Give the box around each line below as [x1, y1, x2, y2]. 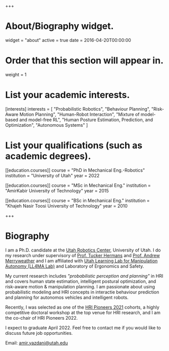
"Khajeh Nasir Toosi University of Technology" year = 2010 [5, 203, 128, 209]
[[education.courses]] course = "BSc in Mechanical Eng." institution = [5, 197, 150, 204]
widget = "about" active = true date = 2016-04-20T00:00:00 [5, 37, 131, 43]
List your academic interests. [5, 89, 130, 101]
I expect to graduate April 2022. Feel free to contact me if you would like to [5, 324, 161, 331]
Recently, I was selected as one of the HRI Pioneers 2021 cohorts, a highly [5, 304, 160, 310]
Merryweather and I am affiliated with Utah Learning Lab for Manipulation [5, 258, 158, 264]
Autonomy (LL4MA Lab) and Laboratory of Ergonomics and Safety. [5, 263, 144, 269]
